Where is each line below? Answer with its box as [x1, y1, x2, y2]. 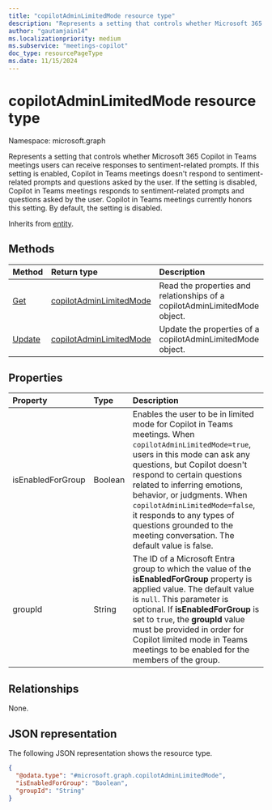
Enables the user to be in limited [132, 409, 255, 420]
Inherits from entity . [8, 218, 74, 228]
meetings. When [132, 429, 195, 440]
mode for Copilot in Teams [132, 418, 233, 430]
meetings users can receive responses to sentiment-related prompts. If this [8, 159, 260, 170]
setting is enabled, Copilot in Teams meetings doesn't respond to [8, 168, 226, 178]
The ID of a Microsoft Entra [132, 553, 236, 565]
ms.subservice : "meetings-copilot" [8, 42, 129, 50]
